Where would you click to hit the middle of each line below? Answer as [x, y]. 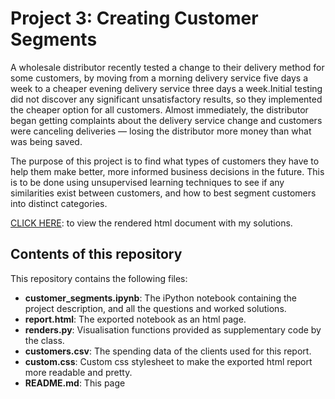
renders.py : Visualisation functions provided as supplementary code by [173, 329]
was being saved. [46, 141]
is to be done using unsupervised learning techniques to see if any [147, 182]
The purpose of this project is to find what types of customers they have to [165, 161]
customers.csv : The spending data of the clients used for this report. [168, 351]
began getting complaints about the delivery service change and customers [166, 120]
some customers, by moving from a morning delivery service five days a [159, 78]
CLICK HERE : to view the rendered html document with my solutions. [151, 223]
